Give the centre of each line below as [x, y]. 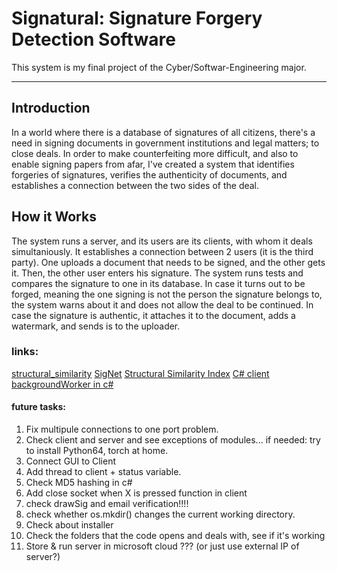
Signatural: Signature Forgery [137, 18]
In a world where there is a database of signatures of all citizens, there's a [163, 132]
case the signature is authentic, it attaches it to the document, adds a [153, 315]
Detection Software [93, 39]
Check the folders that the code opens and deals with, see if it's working [175, 536]
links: [25, 352]
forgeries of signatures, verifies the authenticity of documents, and [149, 174]
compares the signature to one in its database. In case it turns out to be [158, 283]
